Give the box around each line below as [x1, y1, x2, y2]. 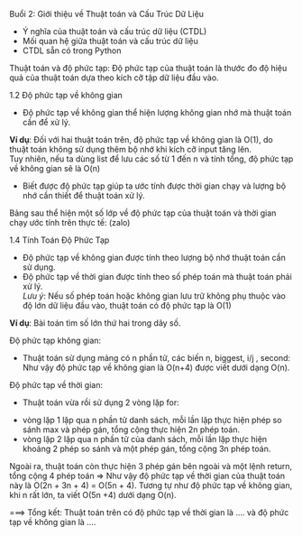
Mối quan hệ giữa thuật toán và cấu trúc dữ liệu [22, 36, 198, 46]
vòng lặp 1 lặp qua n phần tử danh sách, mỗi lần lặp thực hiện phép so [22, 415, 282, 425]
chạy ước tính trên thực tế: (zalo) [9, 217, 131, 227]
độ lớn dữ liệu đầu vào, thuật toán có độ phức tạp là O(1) [22, 300, 232, 310]
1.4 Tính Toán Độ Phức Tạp [9, 235, 110, 245]
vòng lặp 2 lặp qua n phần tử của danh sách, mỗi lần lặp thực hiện [22, 434, 268, 444]
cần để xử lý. [22, 117, 70, 127]
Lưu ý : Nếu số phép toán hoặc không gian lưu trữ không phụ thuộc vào [22, 291, 286, 301]
